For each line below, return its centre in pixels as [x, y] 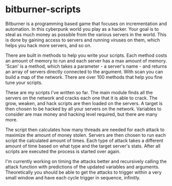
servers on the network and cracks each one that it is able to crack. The [81, 98]
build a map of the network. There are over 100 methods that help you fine [84, 77]
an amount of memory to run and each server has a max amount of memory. [86, 60]
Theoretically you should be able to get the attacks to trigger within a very [83, 172]
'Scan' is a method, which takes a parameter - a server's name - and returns [86, 66]
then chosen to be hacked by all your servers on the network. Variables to [83, 109]
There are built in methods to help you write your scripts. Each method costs [86, 55]
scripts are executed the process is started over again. [63, 151]
